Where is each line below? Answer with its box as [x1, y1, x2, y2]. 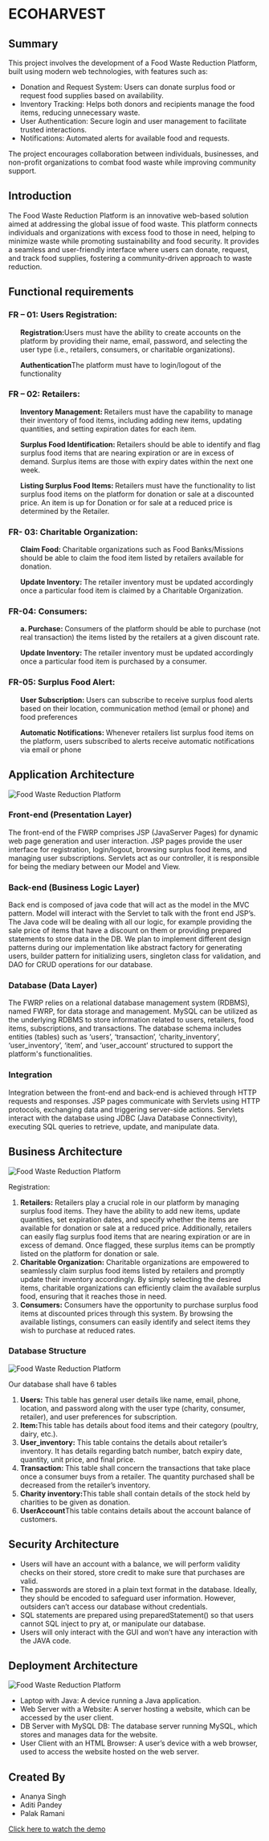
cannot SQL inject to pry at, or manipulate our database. [19, 1619, 206, 1628]
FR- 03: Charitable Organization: [8, 526, 138, 537]
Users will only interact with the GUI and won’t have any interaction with [19, 1627, 259, 1637]
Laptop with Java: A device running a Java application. [19, 1696, 202, 1705]
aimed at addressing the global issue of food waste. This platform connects [8, 218, 259, 229]
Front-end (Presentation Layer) [8, 809, 132, 820]
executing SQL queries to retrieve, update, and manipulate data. [8, 1121, 220, 1131]
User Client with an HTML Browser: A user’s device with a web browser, [19, 1738, 259, 1748]
